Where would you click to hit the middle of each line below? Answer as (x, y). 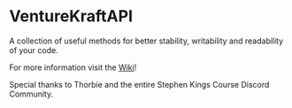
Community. (31, 94)
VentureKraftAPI (71, 16)
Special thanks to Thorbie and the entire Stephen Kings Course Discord (139, 84)
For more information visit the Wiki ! (73, 67)
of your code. (34, 50)
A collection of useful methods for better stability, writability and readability (146, 41)
